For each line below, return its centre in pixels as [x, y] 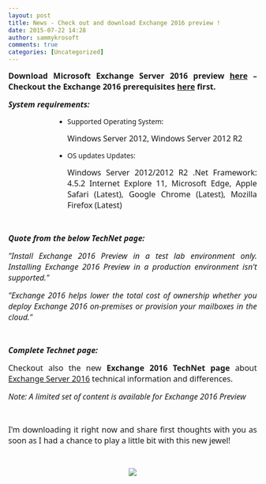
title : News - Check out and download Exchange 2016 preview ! [114, 23]
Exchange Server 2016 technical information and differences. [121, 379]
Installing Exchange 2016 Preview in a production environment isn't [133, 267]
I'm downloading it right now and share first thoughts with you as [133, 430]
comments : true [33, 45]
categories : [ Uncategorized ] [56, 52]
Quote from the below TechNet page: [77, 238]
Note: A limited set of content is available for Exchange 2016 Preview [127, 397]
